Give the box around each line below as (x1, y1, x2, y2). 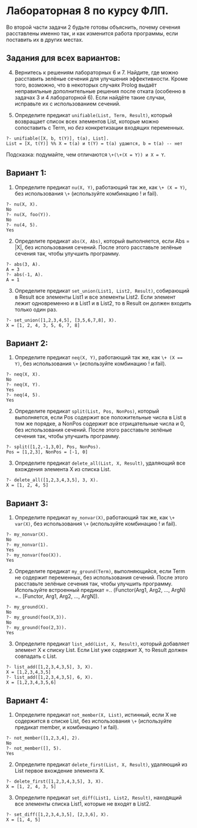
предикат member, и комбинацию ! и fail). (14, 724, 119, 731)
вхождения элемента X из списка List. (14, 466, 111, 473)
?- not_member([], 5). (6, 746, 62, 751)
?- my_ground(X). (6, 604, 49, 610)
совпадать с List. (14, 653, 58, 660)
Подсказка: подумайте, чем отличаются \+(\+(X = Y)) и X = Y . (6, 151, 166, 158)
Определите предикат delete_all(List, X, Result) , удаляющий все (14, 459, 186, 466)
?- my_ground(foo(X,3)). (6, 614, 67, 621)
